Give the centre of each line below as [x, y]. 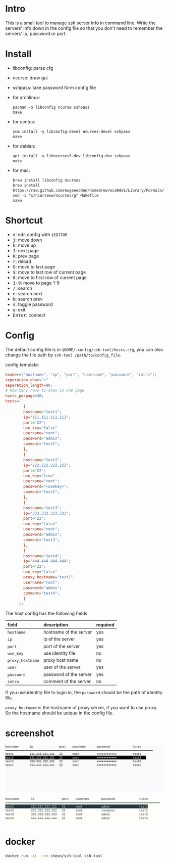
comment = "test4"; [41, 593]
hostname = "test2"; [43, 460]
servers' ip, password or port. [36, 33]
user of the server [62, 667]
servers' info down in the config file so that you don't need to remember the [84, 28]
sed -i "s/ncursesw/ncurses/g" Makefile [55, 195]
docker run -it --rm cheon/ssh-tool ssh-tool [54, 856]
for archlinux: [26, 97]
